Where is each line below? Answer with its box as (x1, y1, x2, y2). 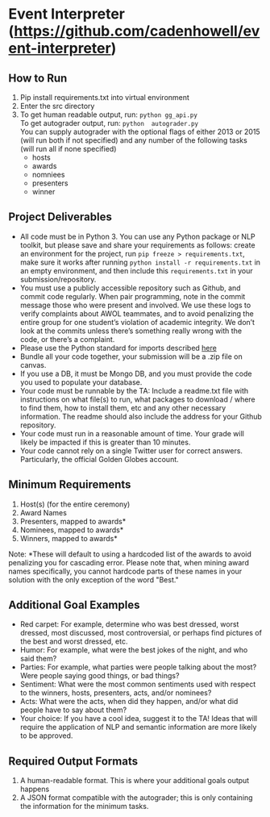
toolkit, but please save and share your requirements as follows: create (19, 240, 255, 250)
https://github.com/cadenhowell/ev (14, 22, 260, 40)
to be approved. (19, 731, 73, 740)
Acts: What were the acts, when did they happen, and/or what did (19, 697, 239, 707)
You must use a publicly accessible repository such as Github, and (19, 283, 241, 293)
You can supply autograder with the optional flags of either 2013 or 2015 (19, 127, 260, 136)
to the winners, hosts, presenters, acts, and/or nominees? (19, 688, 212, 698)
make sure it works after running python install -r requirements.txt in (19, 257, 260, 267)
